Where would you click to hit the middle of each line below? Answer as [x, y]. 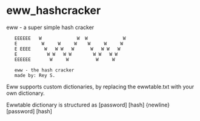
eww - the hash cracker [44, 70]
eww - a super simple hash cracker [50, 27]
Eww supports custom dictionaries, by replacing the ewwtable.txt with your [100, 87]
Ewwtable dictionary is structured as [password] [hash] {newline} [88, 105]
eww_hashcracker [54, 11]
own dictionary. [26, 93]
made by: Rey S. [35, 75]
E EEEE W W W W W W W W [67, 49]
